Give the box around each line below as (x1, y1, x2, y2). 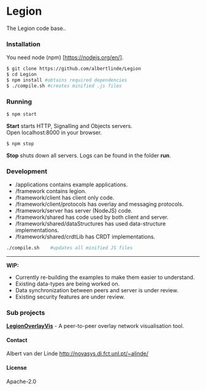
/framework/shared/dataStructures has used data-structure (15, 220, 166, 227)
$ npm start (6, 112, 37, 118)
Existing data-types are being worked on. (15, 280, 120, 287)
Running (6, 97, 32, 105)
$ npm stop (6, 140, 34, 146)
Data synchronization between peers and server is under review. (15, 286, 179, 294)
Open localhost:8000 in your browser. (6, 129, 102, 136)
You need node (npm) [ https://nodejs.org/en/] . (6, 54, 124, 61)
